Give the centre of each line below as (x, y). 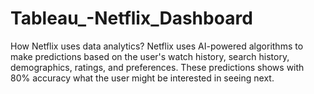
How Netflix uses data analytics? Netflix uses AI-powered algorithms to (157, 46)
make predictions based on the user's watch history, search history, (150, 56)
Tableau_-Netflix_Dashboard (131, 18)
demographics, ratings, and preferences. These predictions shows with (157, 67)
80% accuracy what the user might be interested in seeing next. (142, 78)
